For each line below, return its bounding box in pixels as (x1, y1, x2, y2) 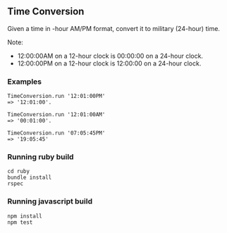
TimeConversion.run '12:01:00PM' (7, 93, 106, 100)
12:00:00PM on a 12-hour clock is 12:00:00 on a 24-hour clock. (17, 59, 202, 68)
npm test (7, 218, 33, 226)
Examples (7, 77, 42, 87)
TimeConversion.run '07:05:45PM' (7, 130, 106, 137)
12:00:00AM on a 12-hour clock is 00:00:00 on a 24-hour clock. (17, 51, 203, 60)
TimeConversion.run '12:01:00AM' (7, 111, 106, 118)
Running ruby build (7, 152, 74, 162)
